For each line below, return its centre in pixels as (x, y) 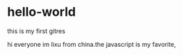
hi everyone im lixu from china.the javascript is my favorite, (91, 44)
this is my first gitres (37, 31)
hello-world (42, 12)
